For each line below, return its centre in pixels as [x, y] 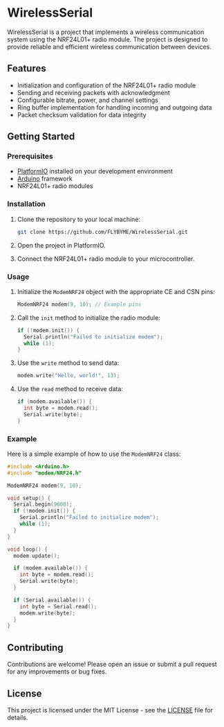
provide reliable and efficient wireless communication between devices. [110, 46]
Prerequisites [30, 156]
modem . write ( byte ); [48, 613]
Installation [27, 204]
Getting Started [41, 137]
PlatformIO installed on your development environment [95, 171]
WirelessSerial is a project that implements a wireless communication [106, 32]
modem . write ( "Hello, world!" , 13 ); [68, 376]
